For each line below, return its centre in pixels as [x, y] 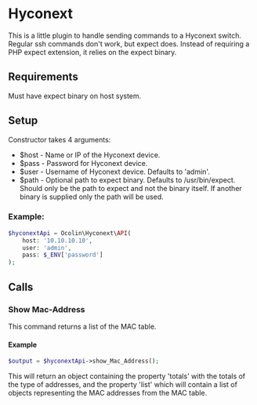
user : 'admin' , [47, 248]
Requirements [43, 77]
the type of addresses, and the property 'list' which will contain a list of [123, 385]
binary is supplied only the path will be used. [92, 197]
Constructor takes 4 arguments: [60, 139]
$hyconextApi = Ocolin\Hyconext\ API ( [70, 233]
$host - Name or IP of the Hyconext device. [90, 155]
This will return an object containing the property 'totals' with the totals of [127, 376]
